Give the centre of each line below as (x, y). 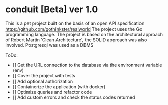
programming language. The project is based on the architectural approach (84, 34)
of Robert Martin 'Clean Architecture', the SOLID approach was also (76, 40)
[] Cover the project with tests (44, 75)
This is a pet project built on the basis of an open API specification (75, 23)
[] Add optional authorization (43, 81)
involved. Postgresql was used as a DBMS (49, 45)
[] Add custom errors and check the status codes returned (74, 97)
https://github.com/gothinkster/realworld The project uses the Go (74, 29)
